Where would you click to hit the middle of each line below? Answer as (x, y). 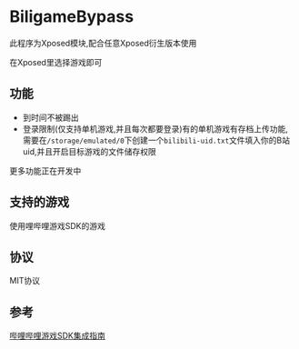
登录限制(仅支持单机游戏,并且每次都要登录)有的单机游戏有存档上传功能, (155, 128)
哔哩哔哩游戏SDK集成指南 (58, 336)
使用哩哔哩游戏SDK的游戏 (58, 225)
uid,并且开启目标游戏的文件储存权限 (90, 151)
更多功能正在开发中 (45, 171)
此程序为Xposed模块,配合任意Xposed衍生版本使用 (103, 43)
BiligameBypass (72, 17)
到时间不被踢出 (50, 117)
